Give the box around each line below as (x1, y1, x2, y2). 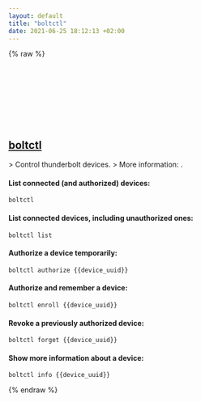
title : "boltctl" (8, 19, 67, 28)
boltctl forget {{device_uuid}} (8, 336, 118, 345)
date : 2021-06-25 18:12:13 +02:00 (8, 27, 126, 35)
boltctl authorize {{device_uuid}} (8, 266, 129, 274)
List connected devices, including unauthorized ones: (8, 213, 194, 222)
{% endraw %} (8, 385, 58, 395)
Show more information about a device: (8, 353, 144, 362)
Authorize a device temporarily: (8, 248, 118, 258)
